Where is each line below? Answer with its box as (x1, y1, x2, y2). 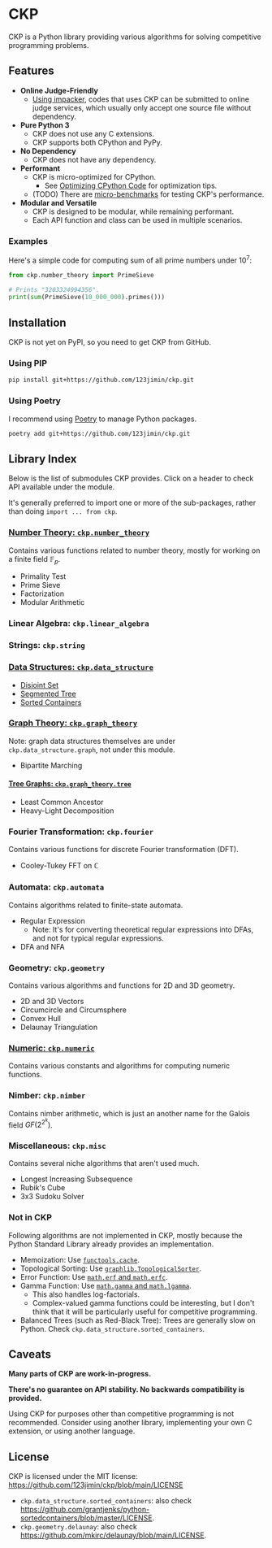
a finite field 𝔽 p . (8, 554, 61, 566)
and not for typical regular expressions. (32, 933, 164, 943)
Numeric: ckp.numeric (8, 1042, 95, 1054)
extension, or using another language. (8, 1426, 136, 1436)
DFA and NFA (19, 941, 65, 951)
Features (8, 64, 54, 78)
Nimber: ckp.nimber (8, 1090, 86, 1102)
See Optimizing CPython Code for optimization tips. (44, 180, 218, 190)
